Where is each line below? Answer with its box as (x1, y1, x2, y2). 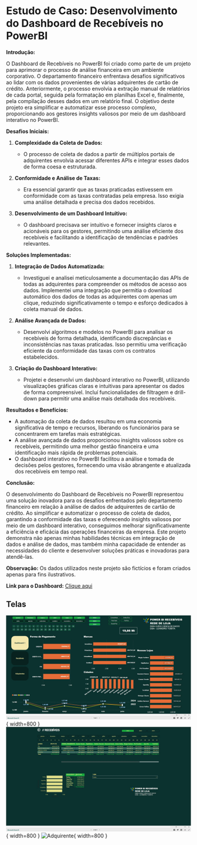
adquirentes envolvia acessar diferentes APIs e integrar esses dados (23, 157, 189, 164)
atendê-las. (6, 553, 34, 560)
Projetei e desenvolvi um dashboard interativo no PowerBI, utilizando (23, 376, 190, 383)
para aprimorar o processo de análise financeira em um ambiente (6, 66, 164, 73)
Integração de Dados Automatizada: (14, 263, 105, 270)
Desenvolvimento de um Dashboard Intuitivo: (14, 210, 128, 217)
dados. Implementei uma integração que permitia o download (23, 287, 172, 294)
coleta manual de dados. (23, 305, 83, 313)
